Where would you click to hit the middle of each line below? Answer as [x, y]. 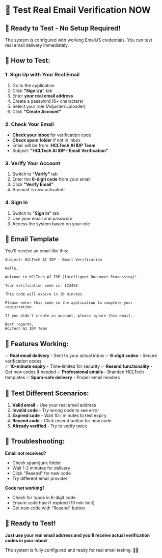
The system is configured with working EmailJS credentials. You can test [79, 40]
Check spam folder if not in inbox [46, 140]
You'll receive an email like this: [37, 251]
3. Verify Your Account [33, 163]
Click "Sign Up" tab [32, 90]
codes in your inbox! [26, 540]
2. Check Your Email [29, 124]
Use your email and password [42, 218]
